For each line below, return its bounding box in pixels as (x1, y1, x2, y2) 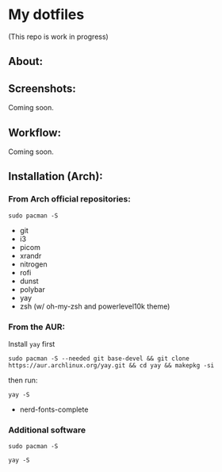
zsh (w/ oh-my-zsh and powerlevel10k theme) (19, 301, 170, 311)
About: (8, 55, 44, 68)
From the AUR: (8, 321, 66, 332)
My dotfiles (8, 6, 85, 24)
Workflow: (8, 125, 62, 140)
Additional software (8, 424, 86, 436)
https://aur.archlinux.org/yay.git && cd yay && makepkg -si (8, 361, 215, 370)
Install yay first (8, 339, 55, 348)
